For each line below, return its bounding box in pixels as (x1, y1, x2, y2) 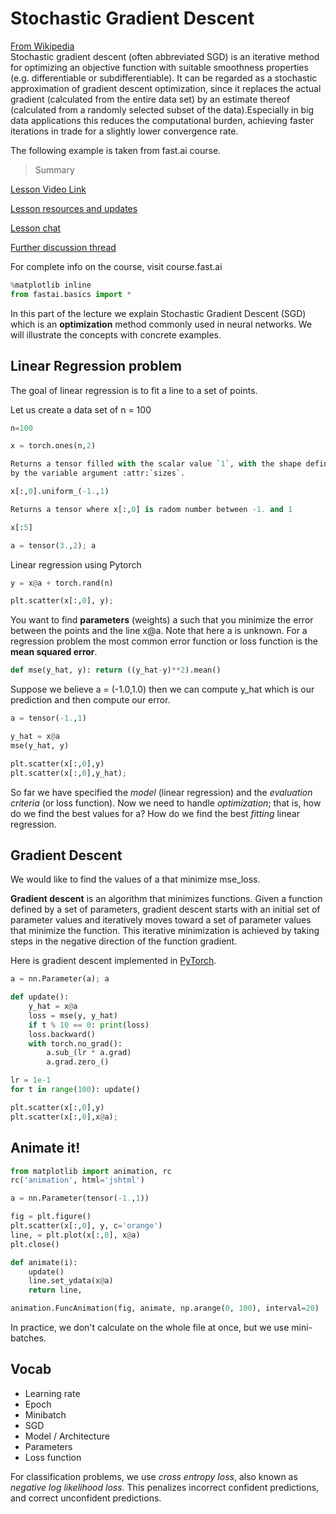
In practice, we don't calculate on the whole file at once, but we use (10, 1322, 290, 1333)
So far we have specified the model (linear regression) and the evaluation (10, 786, 313, 798)
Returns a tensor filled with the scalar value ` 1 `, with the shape (10, 459, 302, 469)
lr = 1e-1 (10, 1075, 52, 1086)
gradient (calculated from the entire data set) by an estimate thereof (10, 93, 291, 105)
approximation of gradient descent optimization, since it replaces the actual (10, 82, 322, 94)
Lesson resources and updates (10, 202, 138, 214)
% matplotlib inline (10, 280, 92, 290)
